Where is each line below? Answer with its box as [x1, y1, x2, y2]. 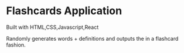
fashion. [6, 41, 26, 48]
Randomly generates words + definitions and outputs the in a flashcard [6, 35, 179, 42]
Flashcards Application [6, 4, 122, 18]
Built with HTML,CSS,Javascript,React [6, 24, 99, 31]
